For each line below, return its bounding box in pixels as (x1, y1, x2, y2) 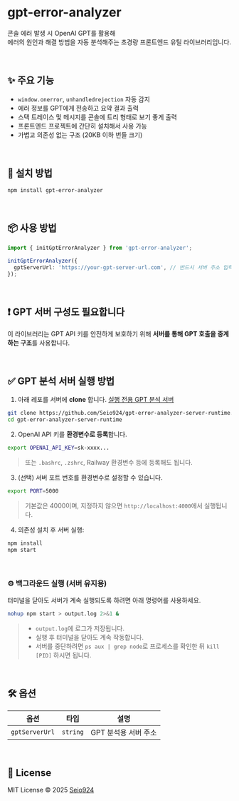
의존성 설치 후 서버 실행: (17, 525, 85, 534)
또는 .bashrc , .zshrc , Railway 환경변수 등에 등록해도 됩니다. (24, 458, 193, 466)
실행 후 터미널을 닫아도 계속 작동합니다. (35, 633, 144, 641)
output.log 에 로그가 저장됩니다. (35, 624, 125, 633)
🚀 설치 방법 (7, 167, 53, 179)
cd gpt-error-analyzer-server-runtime (7, 416, 122, 423)
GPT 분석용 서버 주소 (90, 727, 157, 737)
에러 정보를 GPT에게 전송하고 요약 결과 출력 (17, 104, 139, 112)
